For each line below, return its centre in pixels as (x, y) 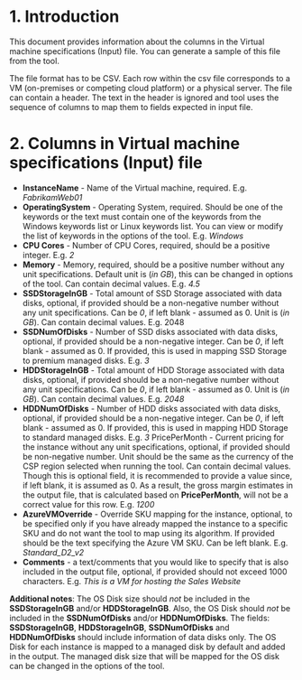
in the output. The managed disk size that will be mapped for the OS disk (144, 656)
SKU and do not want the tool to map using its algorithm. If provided (148, 533)
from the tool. (35, 61)
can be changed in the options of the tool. (87, 666)
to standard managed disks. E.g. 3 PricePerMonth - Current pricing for (153, 437)
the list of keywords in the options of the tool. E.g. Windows (133, 236)
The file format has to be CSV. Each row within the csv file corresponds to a (150, 78)
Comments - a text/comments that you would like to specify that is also (156, 562)
